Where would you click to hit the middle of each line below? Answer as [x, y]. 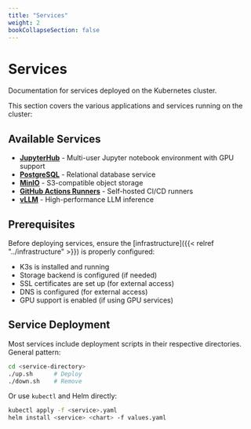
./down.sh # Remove [45, 381]
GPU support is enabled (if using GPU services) [96, 300]
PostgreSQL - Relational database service [87, 174]
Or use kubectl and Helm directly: [63, 396]
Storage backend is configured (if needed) [88, 275]
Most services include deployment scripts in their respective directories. [125, 343]
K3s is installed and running [64, 266]
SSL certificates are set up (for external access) [97, 283]
